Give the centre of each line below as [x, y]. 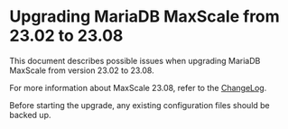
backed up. [30, 115]
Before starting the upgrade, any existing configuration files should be [140, 105]
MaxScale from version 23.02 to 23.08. [82, 70]
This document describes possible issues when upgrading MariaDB [135, 60]
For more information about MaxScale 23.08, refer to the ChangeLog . [138, 88]
